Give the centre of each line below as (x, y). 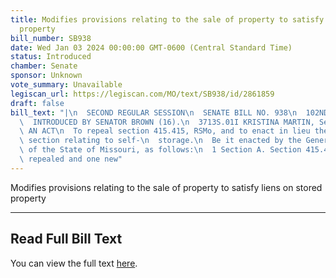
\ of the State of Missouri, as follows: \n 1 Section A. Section (160, 150)
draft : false (37, 103)
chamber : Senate (44, 66)
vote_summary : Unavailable (66, 85)
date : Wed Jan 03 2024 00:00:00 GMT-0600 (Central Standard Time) (151, 47)
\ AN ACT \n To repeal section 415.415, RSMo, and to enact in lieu (165, 131)
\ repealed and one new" (71, 159)
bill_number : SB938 (51, 38)
